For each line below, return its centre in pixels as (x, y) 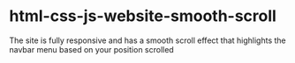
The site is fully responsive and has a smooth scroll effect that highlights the (148, 40)
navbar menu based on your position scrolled (91, 49)
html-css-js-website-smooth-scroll (143, 16)
